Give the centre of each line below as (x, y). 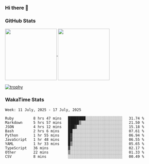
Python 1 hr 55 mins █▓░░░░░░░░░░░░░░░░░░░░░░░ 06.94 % (75, 135)
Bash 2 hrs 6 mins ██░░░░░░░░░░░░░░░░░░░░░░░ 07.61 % (75, 131)
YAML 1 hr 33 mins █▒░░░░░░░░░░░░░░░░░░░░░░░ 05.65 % (75, 144)
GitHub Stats (20, 20)
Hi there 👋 (17, 8)
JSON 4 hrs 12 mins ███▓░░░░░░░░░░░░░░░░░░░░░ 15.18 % (75, 127)
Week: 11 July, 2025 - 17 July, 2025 (43, 110)
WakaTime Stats (25, 100)
